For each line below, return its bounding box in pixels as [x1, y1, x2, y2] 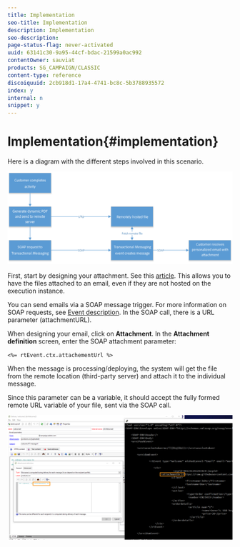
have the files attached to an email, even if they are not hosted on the [7, 279, 211, 288]
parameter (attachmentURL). [7, 316, 92, 324]
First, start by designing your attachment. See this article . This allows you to [7, 271, 231, 280]
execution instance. [7, 286, 66, 296]
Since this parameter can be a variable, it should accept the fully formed [7, 393, 220, 402]
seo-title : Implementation [7, 19, 88, 26]
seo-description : [7, 34, 59, 41]
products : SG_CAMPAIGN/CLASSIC [7, 64, 101, 71]
